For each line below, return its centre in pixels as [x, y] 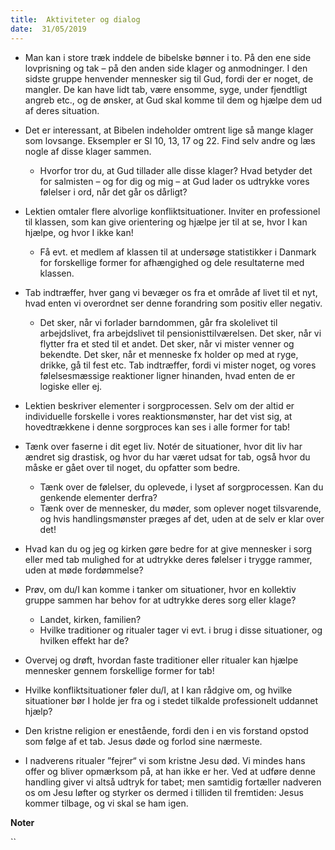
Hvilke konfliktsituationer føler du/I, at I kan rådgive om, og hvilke [158, 690]
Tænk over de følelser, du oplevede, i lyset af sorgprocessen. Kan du [181, 487]
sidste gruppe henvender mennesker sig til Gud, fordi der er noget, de [169, 78]
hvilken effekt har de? [84, 640]
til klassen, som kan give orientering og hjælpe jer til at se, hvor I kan [166, 222]
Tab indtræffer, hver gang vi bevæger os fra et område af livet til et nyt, [171, 292]
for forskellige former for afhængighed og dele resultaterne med [172, 262]
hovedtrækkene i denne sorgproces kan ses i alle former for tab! [157, 427]
